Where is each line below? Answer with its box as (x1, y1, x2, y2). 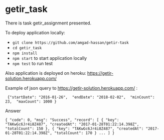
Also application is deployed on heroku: (5, 70, 86, 76)
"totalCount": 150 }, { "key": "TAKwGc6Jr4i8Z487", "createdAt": (5, 126, 144, 131)
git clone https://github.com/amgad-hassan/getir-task (12, 40, 129, 45)
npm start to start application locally (12, 55, 87, 61)
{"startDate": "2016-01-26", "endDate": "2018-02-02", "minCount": (7, 95, 155, 100)
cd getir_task (12, 45, 42, 50)
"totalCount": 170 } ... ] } (54, 131, 115, 136)
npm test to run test (12, 60, 53, 66)
